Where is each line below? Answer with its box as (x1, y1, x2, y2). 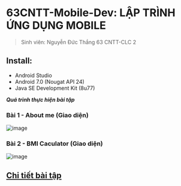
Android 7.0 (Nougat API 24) (14, 78, 85, 85)
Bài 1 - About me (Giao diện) (6, 111, 89, 119)
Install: (6, 56, 33, 66)
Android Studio (14, 72, 52, 79)
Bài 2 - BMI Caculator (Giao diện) (6, 139, 103, 148)
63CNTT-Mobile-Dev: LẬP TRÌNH (6, 6, 176, 20)
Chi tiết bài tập (6, 170, 62, 181)
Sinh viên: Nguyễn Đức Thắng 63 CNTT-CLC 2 (20, 38, 137, 45)
